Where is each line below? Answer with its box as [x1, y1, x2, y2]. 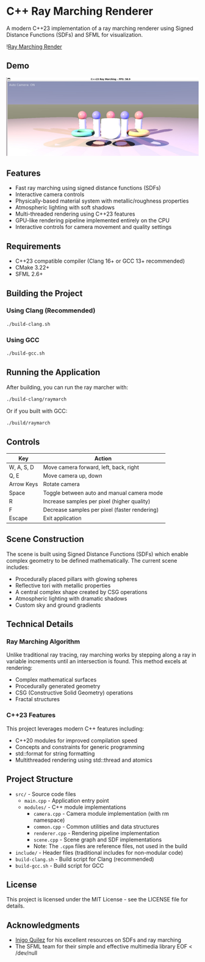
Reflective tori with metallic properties [15, 582, 111, 589]
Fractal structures [15, 696, 60, 703]
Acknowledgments [6, 920, 81, 930]
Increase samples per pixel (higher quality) [43, 497, 151, 505]
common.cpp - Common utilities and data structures [33, 822, 160, 830]
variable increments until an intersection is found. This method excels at [6, 658, 187, 665]
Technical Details [6, 619, 74, 629]
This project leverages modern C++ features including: [6, 724, 145, 732]
